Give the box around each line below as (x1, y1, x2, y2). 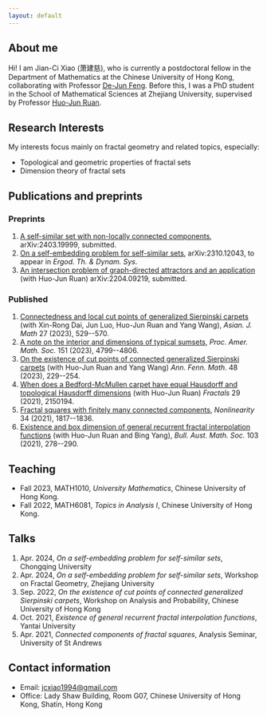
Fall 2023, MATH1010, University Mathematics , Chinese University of (19, 484, 246, 493)
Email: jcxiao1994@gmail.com (19, 682, 118, 691)
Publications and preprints (8, 189, 143, 203)
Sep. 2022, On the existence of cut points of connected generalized (19, 587, 243, 596)
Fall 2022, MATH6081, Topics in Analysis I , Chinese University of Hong (19, 501, 253, 510)
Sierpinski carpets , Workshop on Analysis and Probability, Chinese (19, 596, 239, 605)
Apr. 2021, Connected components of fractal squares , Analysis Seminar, (19, 629, 257, 639)
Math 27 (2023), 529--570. (19, 329, 109, 339)
